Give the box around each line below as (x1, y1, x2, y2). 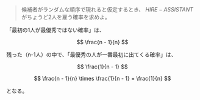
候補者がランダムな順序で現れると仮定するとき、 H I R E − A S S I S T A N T (21, 6, 194, 13)
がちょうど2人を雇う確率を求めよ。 (21, 13, 111, 21)
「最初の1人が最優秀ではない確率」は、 (6, 27, 105, 33)
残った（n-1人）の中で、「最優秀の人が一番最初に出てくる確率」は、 (6, 51, 177, 58)
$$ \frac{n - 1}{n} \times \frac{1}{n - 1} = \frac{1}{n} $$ (34, 75, 171, 82)
